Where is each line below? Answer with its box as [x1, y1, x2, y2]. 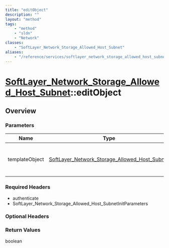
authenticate [12, 195, 39, 201]
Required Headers [5, 183, 50, 191]
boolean [5, 238, 23, 244]
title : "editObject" [5, 7, 49, 13]
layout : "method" [5, 17, 42, 22]
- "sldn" [14, 31, 33, 36]
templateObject [8, 156, 44, 163]
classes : [5, 40, 24, 45]
